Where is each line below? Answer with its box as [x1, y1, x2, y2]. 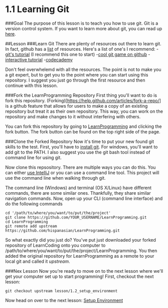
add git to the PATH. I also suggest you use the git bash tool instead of [5, 149, 150, 155]
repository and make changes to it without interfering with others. [5, 113, 141, 119]
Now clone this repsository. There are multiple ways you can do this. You [5, 164, 156, 170]
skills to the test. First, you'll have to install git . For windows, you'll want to [5, 143, 158, 149]
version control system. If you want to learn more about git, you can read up [5, 25, 162, 31]
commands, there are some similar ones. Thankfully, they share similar [5, 190, 151, 196]
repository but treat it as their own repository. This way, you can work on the [5, 108, 163, 114]
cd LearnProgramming [5, 219, 49, 224]
